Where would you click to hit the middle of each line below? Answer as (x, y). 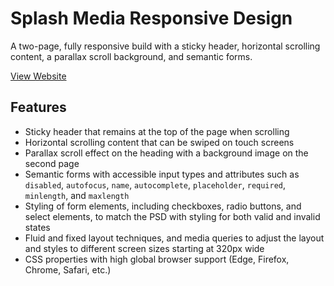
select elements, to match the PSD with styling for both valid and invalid (172, 216)
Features (38, 107)
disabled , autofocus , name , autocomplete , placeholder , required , (155, 184)
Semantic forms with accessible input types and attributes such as (162, 174)
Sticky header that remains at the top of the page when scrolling (157, 131)
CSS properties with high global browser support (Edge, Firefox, (157, 259)
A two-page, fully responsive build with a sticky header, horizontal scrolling (165, 46)
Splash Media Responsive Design (151, 18)
